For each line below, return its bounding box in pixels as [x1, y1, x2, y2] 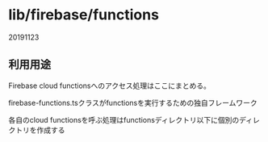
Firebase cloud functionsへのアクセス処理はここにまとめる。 [8, 81, 211, 90]
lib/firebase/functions [8, 6, 160, 24]
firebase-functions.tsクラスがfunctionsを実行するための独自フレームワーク [8, 98, 258, 107]
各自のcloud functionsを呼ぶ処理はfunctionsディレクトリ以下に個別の [8, 115, 240, 124]
